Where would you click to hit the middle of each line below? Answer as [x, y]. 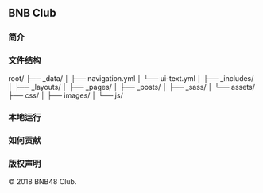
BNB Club [33, 13]
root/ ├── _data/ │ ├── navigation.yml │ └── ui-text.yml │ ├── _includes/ [131, 78]
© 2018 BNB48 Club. [43, 181]
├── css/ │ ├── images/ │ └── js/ [66, 95]
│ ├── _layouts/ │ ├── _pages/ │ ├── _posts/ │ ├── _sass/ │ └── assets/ [132, 87]
